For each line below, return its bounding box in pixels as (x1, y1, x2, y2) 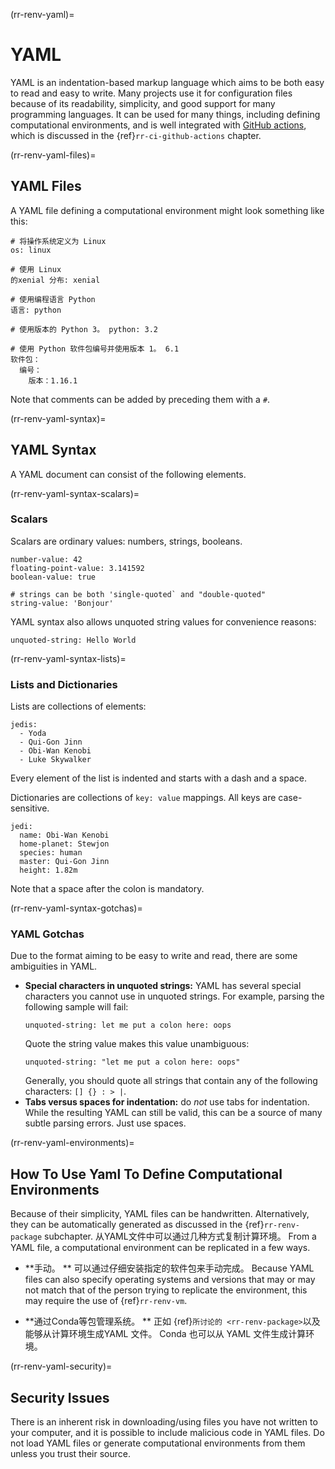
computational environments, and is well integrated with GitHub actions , (10, 119, 307, 131)
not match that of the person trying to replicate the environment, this (24, 1284, 308, 1296)
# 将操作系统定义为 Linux (10, 236, 107, 246)
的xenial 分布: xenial (10, 275, 101, 285)
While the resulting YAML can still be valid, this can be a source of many (24, 1107, 323, 1119)
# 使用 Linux (10, 264, 62, 274)
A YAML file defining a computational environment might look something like (10, 204, 325, 216)
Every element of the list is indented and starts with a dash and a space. (10, 772, 307, 784)
